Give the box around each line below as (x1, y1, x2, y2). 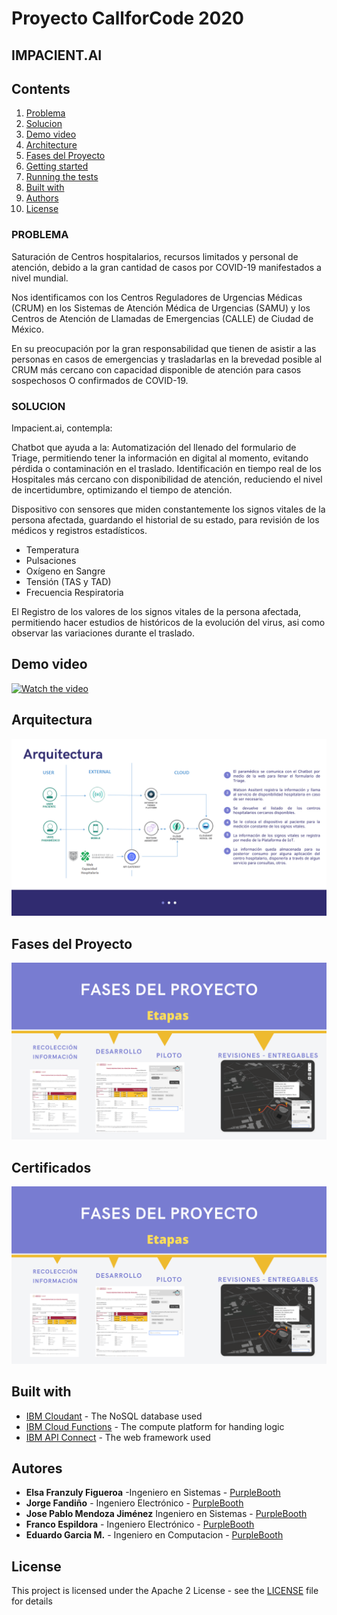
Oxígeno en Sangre (25, 565, 106, 577)
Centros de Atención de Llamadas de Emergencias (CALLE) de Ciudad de (11, 312, 314, 324)
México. (11, 323, 44, 335)
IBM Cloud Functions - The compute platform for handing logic (25, 1420, 285, 1432)
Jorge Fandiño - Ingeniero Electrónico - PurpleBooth (25, 1497, 244, 1509)
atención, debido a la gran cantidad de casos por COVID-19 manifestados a (11, 261, 322, 273)
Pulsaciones (25, 554, 77, 566)
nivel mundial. (11, 272, 69, 284)
